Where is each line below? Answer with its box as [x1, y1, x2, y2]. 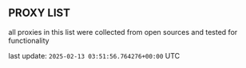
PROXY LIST [8, 6, 70, 20]
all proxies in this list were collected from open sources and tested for [8, 27, 238, 36]
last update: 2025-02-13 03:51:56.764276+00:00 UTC [8, 51, 181, 60]
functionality [8, 36, 50, 45]
